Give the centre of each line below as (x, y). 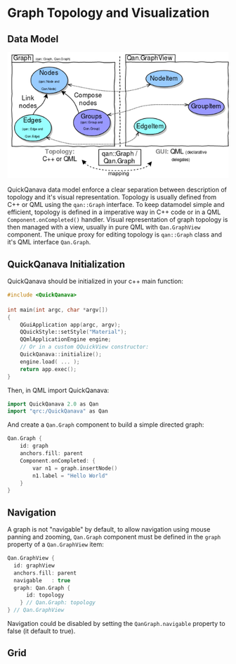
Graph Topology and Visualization (109, 13)
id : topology (45, 595)
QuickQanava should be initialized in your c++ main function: (96, 281)
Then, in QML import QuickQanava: (58, 390)
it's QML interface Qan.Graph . (49, 242)
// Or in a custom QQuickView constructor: (85, 347)
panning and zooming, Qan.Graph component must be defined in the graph (114, 537)
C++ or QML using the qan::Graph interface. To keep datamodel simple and (116, 205)
